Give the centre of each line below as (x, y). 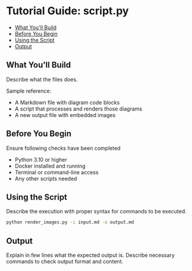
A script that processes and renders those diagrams (78, 109)
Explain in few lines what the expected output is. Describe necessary (91, 255)
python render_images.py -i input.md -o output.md (70, 222)
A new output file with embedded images (65, 115)
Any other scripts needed (46, 178)
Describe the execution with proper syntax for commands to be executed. (97, 212)
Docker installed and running (50, 166)
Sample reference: (29, 91)
